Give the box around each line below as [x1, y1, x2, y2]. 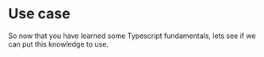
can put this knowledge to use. [8, 39, 109, 48]
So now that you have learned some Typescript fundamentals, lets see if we [8, 31, 256, 40]
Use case [8, 5, 71, 23]
